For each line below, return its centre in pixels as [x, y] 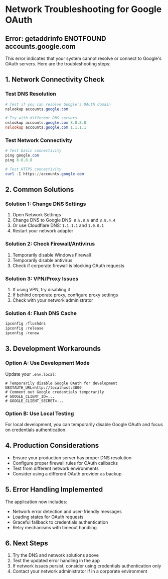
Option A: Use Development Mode [48, 363]
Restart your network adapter [43, 231]
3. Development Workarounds [53, 349]
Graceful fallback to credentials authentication [60, 522]
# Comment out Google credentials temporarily [55, 392]
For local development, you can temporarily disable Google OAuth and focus [84, 424]
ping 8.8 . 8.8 [19, 160]
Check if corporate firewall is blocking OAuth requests [68, 266]
